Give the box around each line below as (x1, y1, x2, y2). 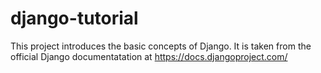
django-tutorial (10, 7, 139, 30)
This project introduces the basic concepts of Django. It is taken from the (10, 40, 312, 52)
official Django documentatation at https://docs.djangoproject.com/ (10, 50, 288, 62)
